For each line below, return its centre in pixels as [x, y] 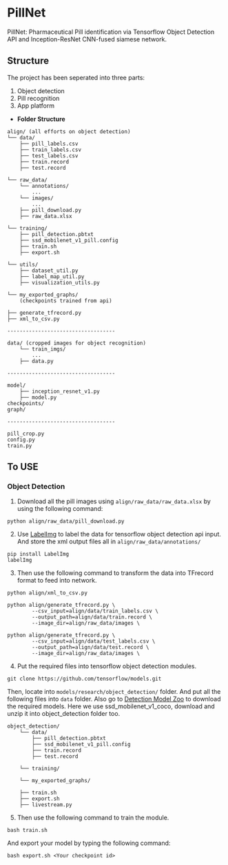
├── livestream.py [46, 805]
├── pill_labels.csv [49, 144]
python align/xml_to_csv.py [48, 593]
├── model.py [38, 397]
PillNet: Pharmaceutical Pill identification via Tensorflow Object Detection [111, 32]
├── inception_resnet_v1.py [60, 391]
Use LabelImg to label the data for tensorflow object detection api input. [119, 534]
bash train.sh [28, 830]
